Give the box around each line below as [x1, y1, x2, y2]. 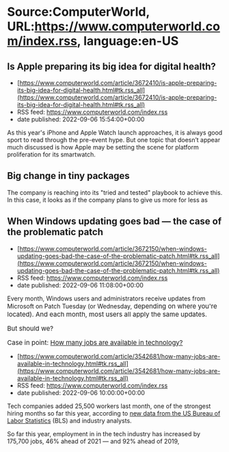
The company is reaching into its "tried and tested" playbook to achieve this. [7, 188, 223, 196]
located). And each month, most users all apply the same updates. [7, 309, 207, 319]
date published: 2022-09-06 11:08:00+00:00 [16, 281, 144, 289]
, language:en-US [77, 34, 179, 49]
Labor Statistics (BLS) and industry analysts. [7, 416, 132, 425]
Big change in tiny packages [7, 170, 130, 182]
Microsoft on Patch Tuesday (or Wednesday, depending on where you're [7, 301, 217, 311]
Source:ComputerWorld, [7, 4, 150, 20]
